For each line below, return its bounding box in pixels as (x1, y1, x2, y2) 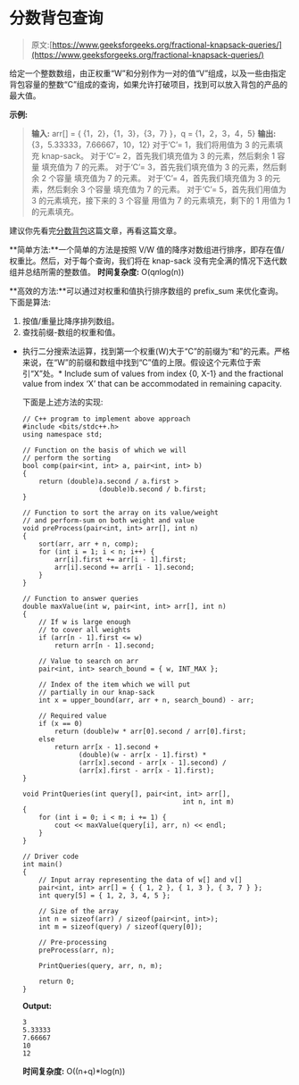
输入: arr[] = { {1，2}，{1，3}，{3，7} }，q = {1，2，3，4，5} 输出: (30, 128, 277, 138)
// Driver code (21, 852, 79, 861)
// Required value (38, 711, 107, 720)
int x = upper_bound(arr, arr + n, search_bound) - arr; (38, 696, 255, 705)
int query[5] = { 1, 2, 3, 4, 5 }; (38, 890, 171, 900)
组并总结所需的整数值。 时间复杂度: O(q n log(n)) (9, 266, 185, 277)
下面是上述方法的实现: (21, 396, 104, 407)
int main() (21, 859, 63, 869)
